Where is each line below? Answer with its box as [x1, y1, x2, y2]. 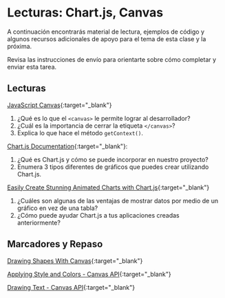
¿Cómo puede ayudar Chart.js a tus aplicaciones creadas [17, 211, 180, 219]
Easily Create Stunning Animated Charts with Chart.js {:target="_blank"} [7, 183, 210, 192]
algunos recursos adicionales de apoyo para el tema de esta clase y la [7, 34, 206, 43]
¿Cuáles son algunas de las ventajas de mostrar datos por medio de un [17, 196, 219, 205]
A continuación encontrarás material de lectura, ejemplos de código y [7, 27, 205, 36]
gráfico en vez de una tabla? [17, 204, 98, 212]
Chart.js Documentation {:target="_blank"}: [7, 142, 128, 150]
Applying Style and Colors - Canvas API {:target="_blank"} [7, 270, 171, 278]
